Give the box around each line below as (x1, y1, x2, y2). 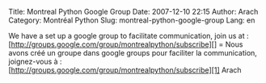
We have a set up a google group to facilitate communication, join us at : (8, 31, 249, 40)
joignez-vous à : (8, 56, 62, 66)
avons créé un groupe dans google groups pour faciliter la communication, (8, 48, 257, 57)
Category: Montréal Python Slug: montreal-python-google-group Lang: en (8, 15, 255, 25)
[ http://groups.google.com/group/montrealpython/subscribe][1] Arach (8, 65, 242, 75)
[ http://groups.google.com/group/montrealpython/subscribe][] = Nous (8, 39, 243, 49)
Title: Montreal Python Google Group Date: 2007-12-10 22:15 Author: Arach (8, 7, 259, 16)
